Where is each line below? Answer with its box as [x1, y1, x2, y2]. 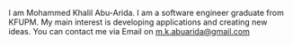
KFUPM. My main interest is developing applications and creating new [8, 17, 268, 27]
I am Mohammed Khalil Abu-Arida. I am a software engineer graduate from [8, 8, 284, 18]
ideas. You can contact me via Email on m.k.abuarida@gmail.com [8, 26, 251, 36]
